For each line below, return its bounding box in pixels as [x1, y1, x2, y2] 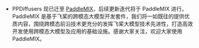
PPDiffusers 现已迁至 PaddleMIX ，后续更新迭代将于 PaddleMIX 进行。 [12, 5, 187, 12]
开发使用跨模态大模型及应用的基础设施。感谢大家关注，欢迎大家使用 [12, 28, 183, 35]
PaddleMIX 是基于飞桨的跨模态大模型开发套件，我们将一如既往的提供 [12, 13, 185, 20]
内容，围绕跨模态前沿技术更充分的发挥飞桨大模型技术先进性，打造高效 [17, 20, 193, 27]
